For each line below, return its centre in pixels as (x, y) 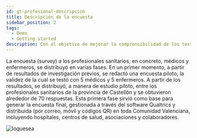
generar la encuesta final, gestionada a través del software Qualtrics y (91, 105)
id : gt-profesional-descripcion (45, 11)
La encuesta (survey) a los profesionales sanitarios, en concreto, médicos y (98, 61)
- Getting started (34, 39)
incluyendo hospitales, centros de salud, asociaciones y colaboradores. (93, 117)
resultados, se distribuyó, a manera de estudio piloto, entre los (81, 86)
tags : (13, 28)
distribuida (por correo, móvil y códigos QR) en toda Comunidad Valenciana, (98, 111)
